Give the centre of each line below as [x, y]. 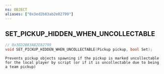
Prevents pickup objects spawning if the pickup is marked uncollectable [82, 58]
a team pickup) [21, 67]
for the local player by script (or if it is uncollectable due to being [82, 63]
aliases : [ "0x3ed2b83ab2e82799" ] [39, 14]
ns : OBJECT [16, 9]
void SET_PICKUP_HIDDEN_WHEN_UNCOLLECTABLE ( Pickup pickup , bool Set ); [79, 50]
